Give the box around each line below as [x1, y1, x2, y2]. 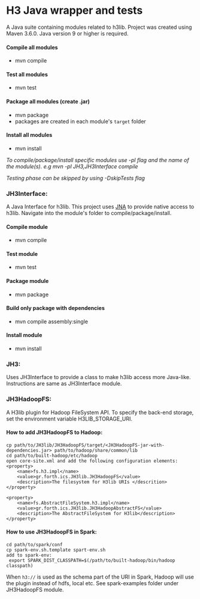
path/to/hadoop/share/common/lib [54, 447, 138, 454]
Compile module [6, 223, 48, 230]
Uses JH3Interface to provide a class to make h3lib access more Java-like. [6, 374, 191, 381]
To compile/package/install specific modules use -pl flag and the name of [6, 156, 190, 163]
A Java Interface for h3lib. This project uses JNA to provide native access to [6, 203, 195, 210]
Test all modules [6, 70, 48, 78]
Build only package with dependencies [6, 305, 105, 312]
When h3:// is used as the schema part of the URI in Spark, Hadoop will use [6, 573, 195, 580]
